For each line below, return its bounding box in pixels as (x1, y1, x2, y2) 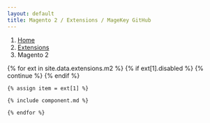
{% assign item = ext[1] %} (7, 85, 89, 92)
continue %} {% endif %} (7, 71, 80, 80)
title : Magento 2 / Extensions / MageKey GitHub (7, 17, 151, 24)
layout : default (7, 10, 54, 17)
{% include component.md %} (7, 97, 89, 104)
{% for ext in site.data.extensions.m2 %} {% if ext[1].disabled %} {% (7, 64, 204, 72)
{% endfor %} (7, 109, 45, 116)
